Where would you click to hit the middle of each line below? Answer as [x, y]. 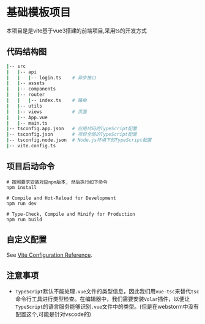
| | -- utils [24, 106]
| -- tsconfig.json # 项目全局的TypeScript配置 [72, 134]
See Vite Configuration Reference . [50, 255]
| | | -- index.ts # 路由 [47, 100]
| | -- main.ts [27, 123]
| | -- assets [26, 83]
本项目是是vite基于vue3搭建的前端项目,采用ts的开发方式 [76, 31]
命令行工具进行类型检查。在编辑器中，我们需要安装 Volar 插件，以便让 [102, 299]
